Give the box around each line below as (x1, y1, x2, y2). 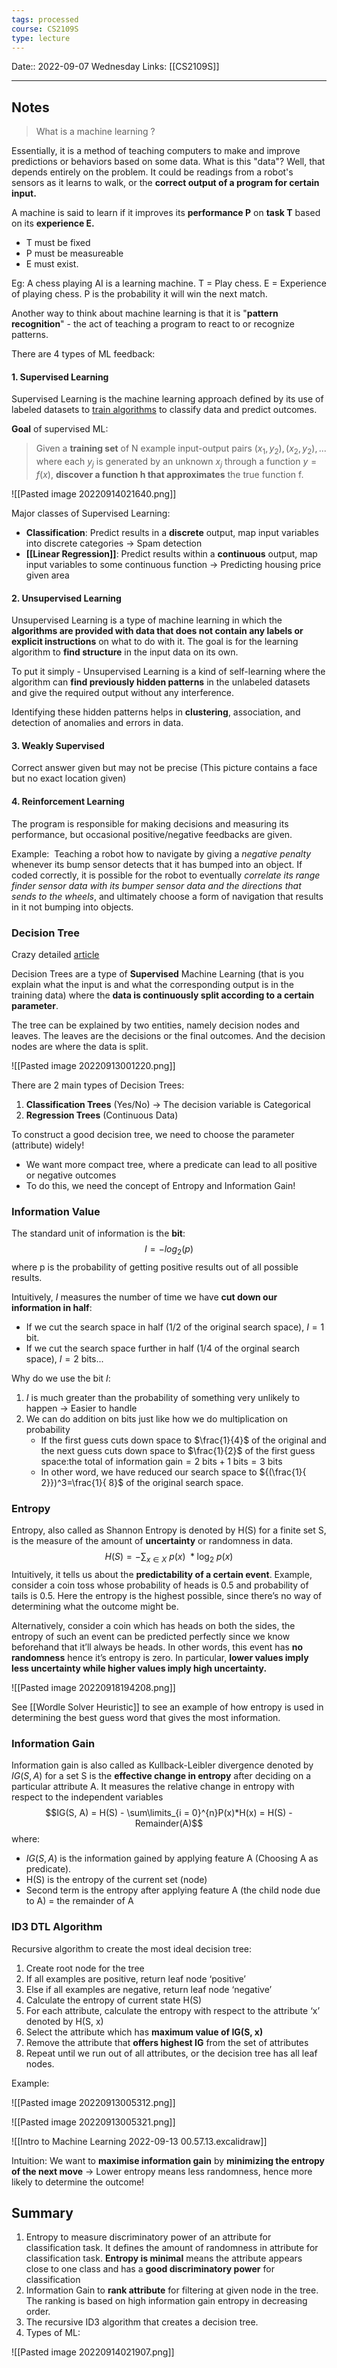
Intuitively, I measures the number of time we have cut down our (11, 1291, 278, 1303)
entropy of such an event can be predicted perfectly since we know (11, 1631, 291, 1643)
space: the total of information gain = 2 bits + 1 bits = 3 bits (40, 1455, 283, 1467)
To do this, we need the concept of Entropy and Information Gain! (25, 1179, 296, 1191)
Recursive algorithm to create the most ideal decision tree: (11, 1942, 253, 1955)
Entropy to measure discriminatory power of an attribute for (25, 2231, 272, 2243)
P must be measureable (25, 247, 124, 260)
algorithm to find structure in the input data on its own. (11, 646, 239, 658)
